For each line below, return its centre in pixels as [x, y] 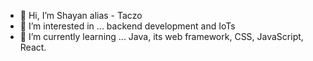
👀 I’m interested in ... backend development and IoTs [127, 26]
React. [33, 47]
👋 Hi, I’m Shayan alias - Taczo [81, 15]
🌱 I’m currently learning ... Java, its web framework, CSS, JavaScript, [161, 36]
